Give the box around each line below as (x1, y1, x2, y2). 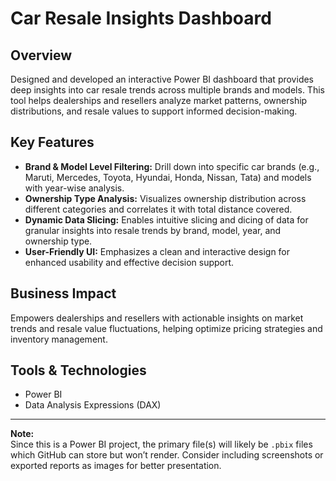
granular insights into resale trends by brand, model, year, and (24, 224, 282, 236)
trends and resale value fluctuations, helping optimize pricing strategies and (10, 322, 323, 334)
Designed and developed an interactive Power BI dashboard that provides (10, 73, 315, 85)
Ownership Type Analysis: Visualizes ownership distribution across (24, 192, 307, 204)
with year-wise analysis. (24, 182, 125, 194)
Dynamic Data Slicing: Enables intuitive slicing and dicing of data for (24, 213, 309, 226)
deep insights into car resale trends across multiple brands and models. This (10, 84, 325, 96)
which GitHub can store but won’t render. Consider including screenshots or (10, 449, 324, 461)
